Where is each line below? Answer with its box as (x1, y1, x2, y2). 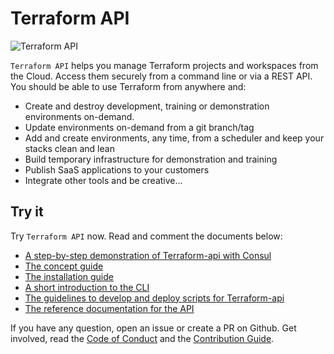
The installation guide (24, 270, 114, 282)
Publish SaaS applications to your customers (24, 163, 210, 176)
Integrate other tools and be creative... (24, 174, 183, 186)
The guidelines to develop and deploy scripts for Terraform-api (24, 292, 285, 304)
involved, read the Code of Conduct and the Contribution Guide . (10, 332, 275, 344)
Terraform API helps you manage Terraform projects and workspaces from (10, 59, 319, 71)
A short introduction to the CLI (24, 281, 150, 293)
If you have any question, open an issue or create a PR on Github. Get (10, 322, 297, 334)
